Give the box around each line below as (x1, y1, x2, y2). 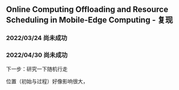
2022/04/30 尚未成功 (6, 51, 68, 59)
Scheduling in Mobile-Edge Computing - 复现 (6, 15, 173, 25)
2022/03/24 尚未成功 (6, 34, 67, 42)
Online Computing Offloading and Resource (6, 5, 168, 15)
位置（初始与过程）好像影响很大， (6, 78, 88, 85)
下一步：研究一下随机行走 (6, 65, 68, 72)
